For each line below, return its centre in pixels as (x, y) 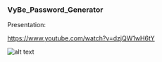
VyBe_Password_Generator (55, 10)
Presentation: (27, 25)
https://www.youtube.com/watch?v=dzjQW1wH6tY (81, 38)
